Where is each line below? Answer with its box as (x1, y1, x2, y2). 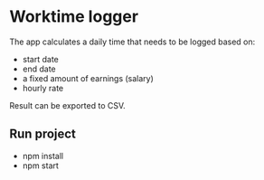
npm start (22, 160, 59, 171)
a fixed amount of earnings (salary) (22, 72, 154, 83)
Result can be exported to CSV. (9, 99, 127, 110)
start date (22, 53, 59, 64)
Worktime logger (9, 6, 138, 27)
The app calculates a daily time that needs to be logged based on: (9, 36, 256, 47)
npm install (22, 150, 64, 161)
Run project (9, 127, 77, 142)
